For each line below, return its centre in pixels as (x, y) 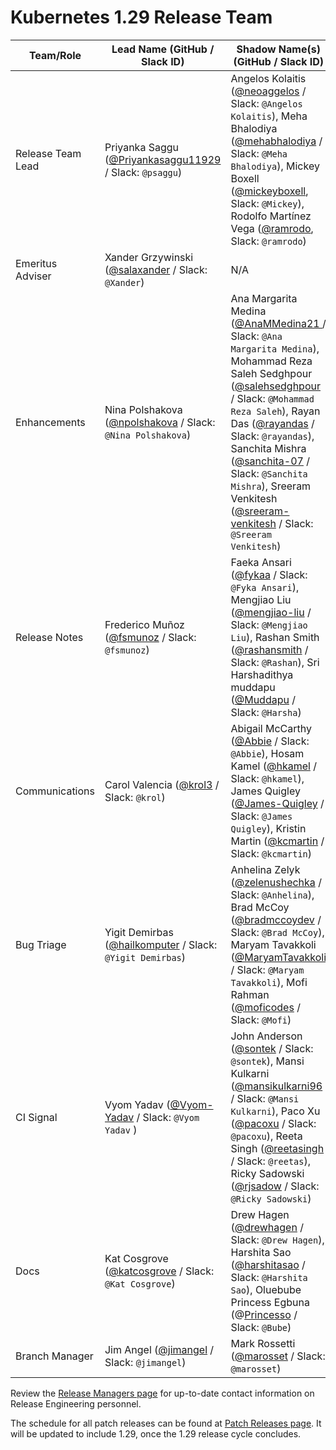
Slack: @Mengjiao (269, 624)
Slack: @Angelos (266, 103)
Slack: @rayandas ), (272, 436)
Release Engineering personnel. (76, 1403)
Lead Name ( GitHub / (163, 49)
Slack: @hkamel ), (267, 778)
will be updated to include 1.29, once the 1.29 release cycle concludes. (156, 1433)
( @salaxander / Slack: (156, 269)
